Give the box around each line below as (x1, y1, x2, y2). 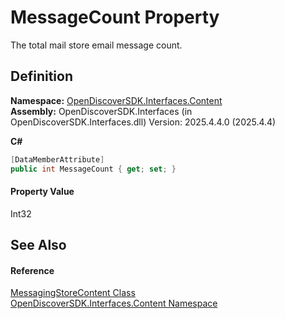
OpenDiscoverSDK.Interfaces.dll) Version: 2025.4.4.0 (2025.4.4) (10, 116, 277, 128)
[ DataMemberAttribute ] (10, 154, 105, 165)
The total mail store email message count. (10, 39, 183, 51)
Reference (10, 264, 55, 276)
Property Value (10, 186, 75, 198)
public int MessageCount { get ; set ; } (10, 164, 177, 174)
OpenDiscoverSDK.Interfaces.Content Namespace (10, 297, 218, 310)
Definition (10, 68, 73, 85)
